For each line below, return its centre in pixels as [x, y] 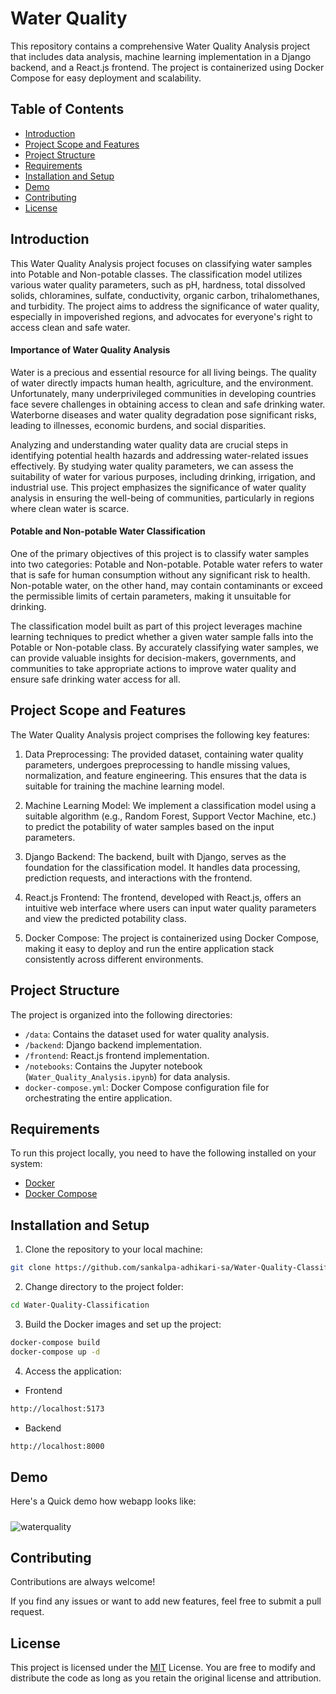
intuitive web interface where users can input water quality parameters [170, 908]
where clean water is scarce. [70, 508]
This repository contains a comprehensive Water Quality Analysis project [160, 46]
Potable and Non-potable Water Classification [108, 531]
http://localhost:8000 [57, 1446]
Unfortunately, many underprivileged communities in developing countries [163, 393]
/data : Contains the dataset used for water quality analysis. [147, 1034]
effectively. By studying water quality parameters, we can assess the [152, 466]
